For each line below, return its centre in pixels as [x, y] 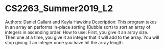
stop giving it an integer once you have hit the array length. [65, 42]
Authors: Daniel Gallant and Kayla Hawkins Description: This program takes [81, 22]
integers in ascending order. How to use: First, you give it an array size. [77, 32]
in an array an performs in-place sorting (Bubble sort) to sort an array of [78, 27]
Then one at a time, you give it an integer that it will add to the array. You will [82, 37]
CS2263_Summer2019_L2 [59, 8]
